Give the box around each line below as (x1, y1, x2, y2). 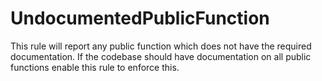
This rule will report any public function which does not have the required (10, 40, 312, 52)
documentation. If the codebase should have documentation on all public (10, 50, 312, 62)
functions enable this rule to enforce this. (10, 61, 180, 73)
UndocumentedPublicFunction (10, 7, 270, 30)
